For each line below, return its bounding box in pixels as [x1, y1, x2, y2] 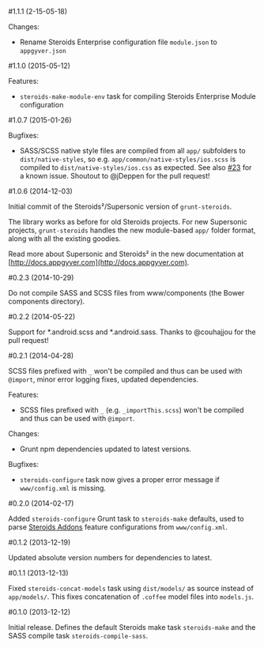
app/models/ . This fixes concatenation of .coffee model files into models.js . [8, 592, 255, 601]
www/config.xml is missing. [19, 484, 107, 492]
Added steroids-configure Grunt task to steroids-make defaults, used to [8, 514, 244, 523]
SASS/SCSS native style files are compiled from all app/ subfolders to [19, 146, 247, 155]
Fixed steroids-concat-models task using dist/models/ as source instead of [8, 584, 255, 593]
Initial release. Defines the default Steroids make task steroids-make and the [8, 623, 256, 631]
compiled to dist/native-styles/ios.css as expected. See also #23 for [19, 163, 252, 172]
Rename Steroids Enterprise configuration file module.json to [19, 37, 217, 47]
